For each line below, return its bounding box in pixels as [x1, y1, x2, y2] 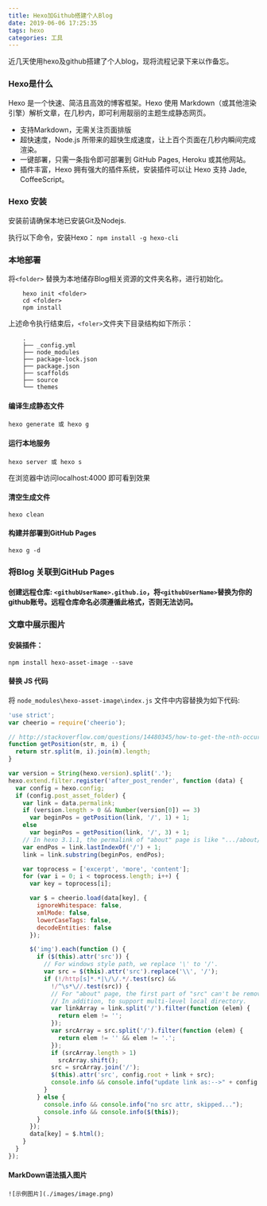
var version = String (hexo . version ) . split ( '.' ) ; [8, 770, 172, 778]
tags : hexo [8, 26, 44, 34]
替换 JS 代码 [8, 676, 48, 686]
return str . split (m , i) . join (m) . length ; [15, 748, 151, 756]
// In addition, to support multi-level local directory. [50, 997, 247, 1005]
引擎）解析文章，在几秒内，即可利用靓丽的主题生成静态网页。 [8, 108, 211, 118]
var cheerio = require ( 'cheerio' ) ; [8, 718, 126, 727]
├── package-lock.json [22, 355, 98, 364]
